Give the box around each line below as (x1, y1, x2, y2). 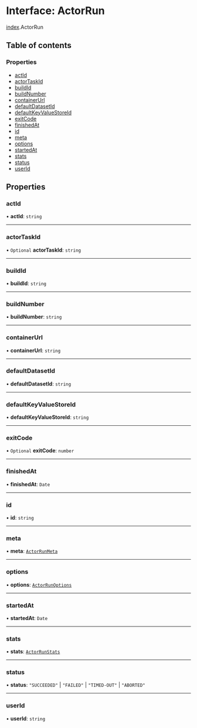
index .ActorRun (6, 23, 44, 31)
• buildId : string (6, 280, 47, 287)
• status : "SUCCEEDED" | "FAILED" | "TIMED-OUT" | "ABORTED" (6, 682, 145, 689)
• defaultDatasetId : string (6, 380, 72, 387)
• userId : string (6, 715, 46, 722)
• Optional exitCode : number (6, 447, 74, 454)
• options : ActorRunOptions (6, 581, 72, 588)
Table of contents (6, 40, 72, 50)
